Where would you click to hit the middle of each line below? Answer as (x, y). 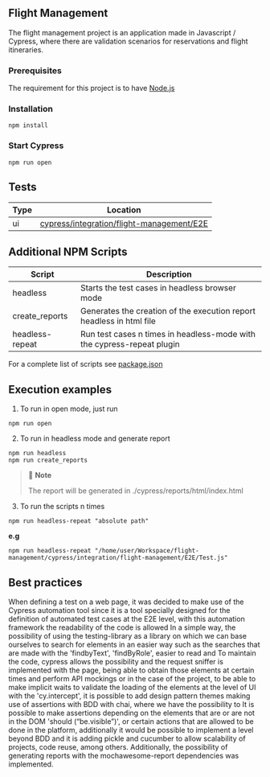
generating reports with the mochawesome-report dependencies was (124, 755)
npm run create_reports (48, 460)
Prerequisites (35, 70)
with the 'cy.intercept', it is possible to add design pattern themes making (129, 696)
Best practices (45, 582)
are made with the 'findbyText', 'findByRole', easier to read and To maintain (132, 653)
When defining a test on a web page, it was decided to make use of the (126, 602)
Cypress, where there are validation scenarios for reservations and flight (128, 41)
